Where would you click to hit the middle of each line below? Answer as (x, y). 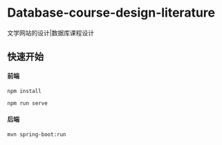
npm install (24, 91)
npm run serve (28, 103)
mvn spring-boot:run (37, 134)
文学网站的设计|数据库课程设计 (51, 33)
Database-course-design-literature (111, 13)
